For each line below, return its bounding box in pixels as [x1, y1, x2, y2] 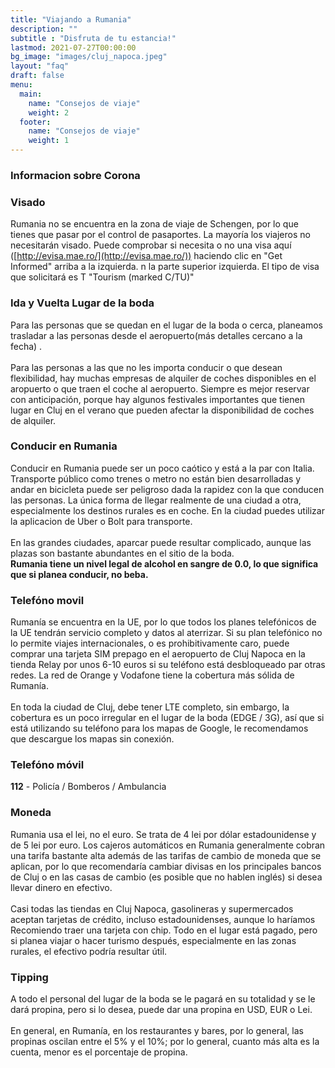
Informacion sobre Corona [10, 168, 141, 182]
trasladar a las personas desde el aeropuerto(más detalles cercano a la [10, 329, 303, 341]
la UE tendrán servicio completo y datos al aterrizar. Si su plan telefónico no [10, 627, 323, 639]
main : [19, 89, 43, 99]
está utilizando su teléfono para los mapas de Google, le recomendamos [10, 722, 309, 735]
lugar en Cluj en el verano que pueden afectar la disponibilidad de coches [10, 404, 315, 416]
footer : [19, 117, 52, 127]
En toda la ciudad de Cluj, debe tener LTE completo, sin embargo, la [10, 701, 290, 713]
